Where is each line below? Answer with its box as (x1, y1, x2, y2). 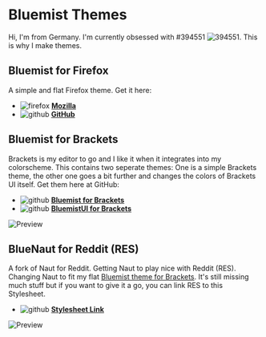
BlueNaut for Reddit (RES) (8, 242, 139, 256)
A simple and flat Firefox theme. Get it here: (8, 85, 152, 95)
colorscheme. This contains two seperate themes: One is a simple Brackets (8, 162, 257, 172)
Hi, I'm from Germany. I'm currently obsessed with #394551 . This (8, 32, 258, 42)
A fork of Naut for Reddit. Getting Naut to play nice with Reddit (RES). (8, 263, 236, 274)
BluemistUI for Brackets (50, 203, 132, 213)
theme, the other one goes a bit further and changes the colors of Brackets (8, 171, 256, 181)
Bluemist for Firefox (8, 64, 109, 78)
